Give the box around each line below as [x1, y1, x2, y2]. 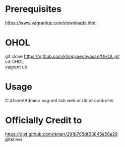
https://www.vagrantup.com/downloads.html [5, 20, 97, 26]
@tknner [5, 136, 23, 142]
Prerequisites [5, 3, 62, 15]
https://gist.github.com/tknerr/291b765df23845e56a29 [5, 131, 118, 137]
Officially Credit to [5, 115, 82, 126]
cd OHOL [5, 58, 24, 65]
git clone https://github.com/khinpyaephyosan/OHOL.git [5, 53, 120, 59]
